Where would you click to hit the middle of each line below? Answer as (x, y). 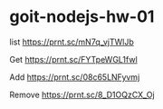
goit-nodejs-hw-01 (82, 17)
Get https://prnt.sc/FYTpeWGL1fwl (73, 59)
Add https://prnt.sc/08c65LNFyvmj (75, 77)
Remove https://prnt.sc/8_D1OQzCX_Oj (82, 94)
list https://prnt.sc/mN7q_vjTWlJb (72, 42)
